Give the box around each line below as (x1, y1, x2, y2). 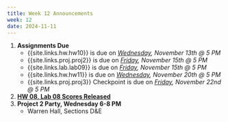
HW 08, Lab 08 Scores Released (16, 93, 111, 101)
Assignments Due (16, 42, 70, 50)
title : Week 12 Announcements (7, 10, 94, 17)
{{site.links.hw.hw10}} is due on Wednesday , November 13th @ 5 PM (27, 49, 221, 57)
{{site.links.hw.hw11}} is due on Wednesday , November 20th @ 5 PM (27, 71, 221, 79)
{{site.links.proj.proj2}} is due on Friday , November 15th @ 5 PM (27, 56, 207, 64)
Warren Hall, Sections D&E (27, 107, 103, 115)
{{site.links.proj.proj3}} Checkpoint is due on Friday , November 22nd (27, 78, 221, 86)
